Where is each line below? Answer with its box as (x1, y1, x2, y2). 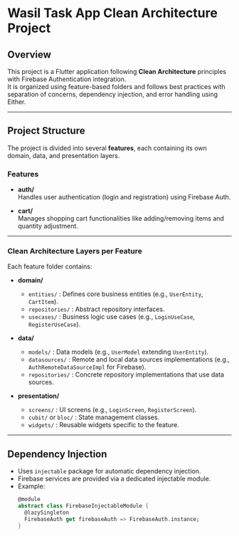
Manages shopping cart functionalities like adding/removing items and (17, 214, 224, 223)
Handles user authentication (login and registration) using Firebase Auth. (17, 193, 231, 201)
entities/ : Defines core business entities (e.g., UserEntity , (28, 290, 204, 298)
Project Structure (7, 125, 85, 137)
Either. (7, 98, 26, 106)
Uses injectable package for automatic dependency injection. (17, 467, 201, 475)
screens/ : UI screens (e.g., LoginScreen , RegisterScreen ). (28, 406, 197, 414)
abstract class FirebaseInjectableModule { (17, 503, 149, 510)
